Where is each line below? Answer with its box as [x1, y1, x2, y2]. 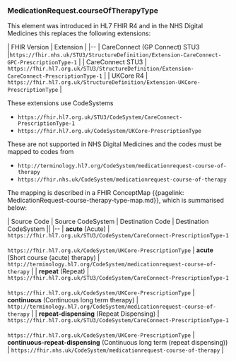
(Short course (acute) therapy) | [7, 254, 100, 262]
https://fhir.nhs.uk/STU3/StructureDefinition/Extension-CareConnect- [9, 52, 222, 59]
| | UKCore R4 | [103, 71, 148, 80]
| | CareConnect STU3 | [78, 58, 147, 66]
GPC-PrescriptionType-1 [7, 59, 78, 66]
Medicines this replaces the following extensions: [7, 29, 151, 37]
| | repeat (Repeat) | [31, 267, 90, 276]
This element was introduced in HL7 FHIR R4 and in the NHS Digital [7, 22, 203, 30]
